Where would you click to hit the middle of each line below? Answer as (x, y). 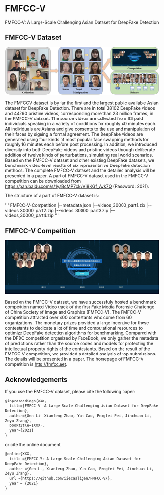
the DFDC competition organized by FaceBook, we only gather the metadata (82, 338)
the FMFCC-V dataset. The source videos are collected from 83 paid (74, 118)
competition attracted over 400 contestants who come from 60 (69, 318)
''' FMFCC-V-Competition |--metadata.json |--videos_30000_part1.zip (75, 205)
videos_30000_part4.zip (29, 215)
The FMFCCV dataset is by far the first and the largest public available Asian (82, 103)
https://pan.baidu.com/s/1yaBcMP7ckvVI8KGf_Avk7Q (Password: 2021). (77, 186)
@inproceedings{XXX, (26, 401)
